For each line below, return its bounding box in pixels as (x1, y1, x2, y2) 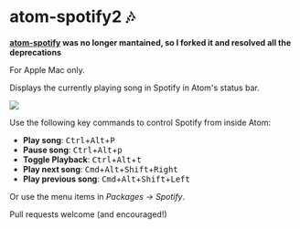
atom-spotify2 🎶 (9, 6, 135, 27)
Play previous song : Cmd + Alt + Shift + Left (22, 173, 190, 184)
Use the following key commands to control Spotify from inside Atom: (9, 117, 272, 128)
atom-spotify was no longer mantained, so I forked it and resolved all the (9, 36, 291, 47)
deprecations (9, 47, 62, 57)
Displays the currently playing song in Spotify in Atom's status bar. (9, 82, 261, 93)
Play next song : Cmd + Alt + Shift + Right (22, 163, 178, 174)
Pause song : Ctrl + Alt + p (22, 144, 123, 155)
